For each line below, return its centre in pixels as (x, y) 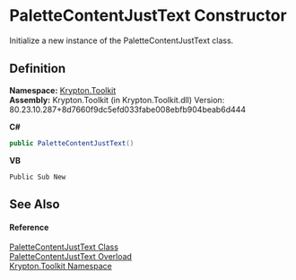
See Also (35, 204)
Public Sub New (38, 177)
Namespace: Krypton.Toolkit (63, 90)
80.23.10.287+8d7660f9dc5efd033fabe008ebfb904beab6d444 (128, 109)
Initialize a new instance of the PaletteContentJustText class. (122, 40)
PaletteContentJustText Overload (71, 257)
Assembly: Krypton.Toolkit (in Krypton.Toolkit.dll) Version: (117, 100)
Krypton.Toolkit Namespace (61, 267)
